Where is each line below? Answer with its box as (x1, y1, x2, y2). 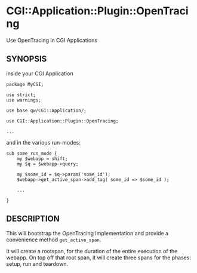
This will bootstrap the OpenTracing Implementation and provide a (6, 229, 169, 237)
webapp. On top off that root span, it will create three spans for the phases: (6, 254, 192, 261)
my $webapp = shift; (17, 155, 68, 162)
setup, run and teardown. (6, 260, 69, 267)
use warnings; (6, 97, 42, 103)
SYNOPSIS (6, 54, 47, 64)
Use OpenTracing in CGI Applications (6, 36, 97, 44)
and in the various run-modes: (6, 139, 81, 146)
